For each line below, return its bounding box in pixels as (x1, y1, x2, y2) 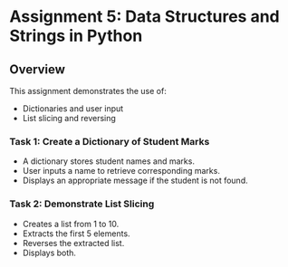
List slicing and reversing (22, 113, 116, 123)
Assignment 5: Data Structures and (9, 6, 280, 27)
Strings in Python (9, 25, 143, 46)
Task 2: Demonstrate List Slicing (9, 197, 155, 210)
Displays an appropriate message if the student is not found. (22, 175, 248, 186)
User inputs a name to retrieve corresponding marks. (22, 166, 220, 176)
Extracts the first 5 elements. (22, 228, 130, 239)
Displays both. (22, 247, 77, 258)
